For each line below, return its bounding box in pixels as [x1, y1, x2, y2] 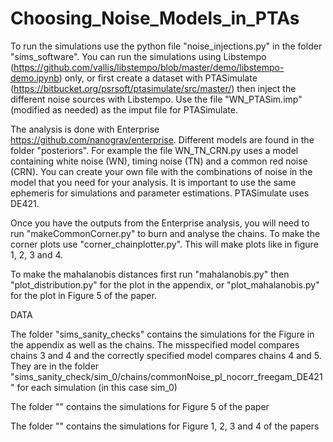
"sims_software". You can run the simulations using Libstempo [10, 50, 267, 62]
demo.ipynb [10, 72, 60, 84]
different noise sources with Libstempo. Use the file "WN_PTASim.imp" [10, 93, 303, 105]
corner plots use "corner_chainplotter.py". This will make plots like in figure [10, 238, 319, 250]
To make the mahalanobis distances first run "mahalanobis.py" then [10, 268, 290, 280]
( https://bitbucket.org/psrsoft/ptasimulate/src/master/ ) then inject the [10, 82, 297, 94]
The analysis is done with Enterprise [10, 123, 160, 135]
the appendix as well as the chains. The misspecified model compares [10, 338, 300, 351]
